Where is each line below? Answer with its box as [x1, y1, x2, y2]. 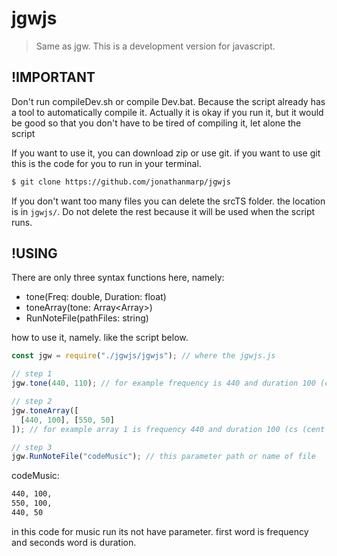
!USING [11, 245, 58, 262]
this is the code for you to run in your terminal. [11, 157, 202, 169]
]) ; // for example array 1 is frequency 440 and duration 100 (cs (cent [11, 424, 326, 434]
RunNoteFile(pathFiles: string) [25, 312, 149, 324]
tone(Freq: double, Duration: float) [25, 291, 167, 303]
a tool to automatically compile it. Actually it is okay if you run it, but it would [11, 106, 324, 118]
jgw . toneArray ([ [11, 405, 79, 416]
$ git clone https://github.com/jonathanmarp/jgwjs [11, 177, 231, 187]
